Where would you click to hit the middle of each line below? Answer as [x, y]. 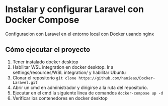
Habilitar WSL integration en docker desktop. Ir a [63, 67]
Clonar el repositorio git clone [44, 78]
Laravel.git [25, 82]
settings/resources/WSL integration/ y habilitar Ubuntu [69, 72]
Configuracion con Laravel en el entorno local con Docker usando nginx [80, 34]
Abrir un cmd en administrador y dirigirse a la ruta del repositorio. [80, 87]
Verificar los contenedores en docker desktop [60, 98]
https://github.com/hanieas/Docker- [117, 78]
